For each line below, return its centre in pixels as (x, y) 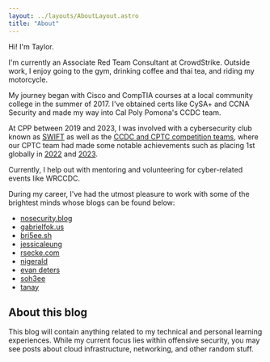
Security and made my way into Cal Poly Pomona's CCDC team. (115, 112)
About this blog (48, 312)
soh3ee (33, 278)
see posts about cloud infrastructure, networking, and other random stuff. (131, 349)
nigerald (34, 261)
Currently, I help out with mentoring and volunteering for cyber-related (126, 169)
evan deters (40, 270)
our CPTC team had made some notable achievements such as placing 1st (132, 145)
